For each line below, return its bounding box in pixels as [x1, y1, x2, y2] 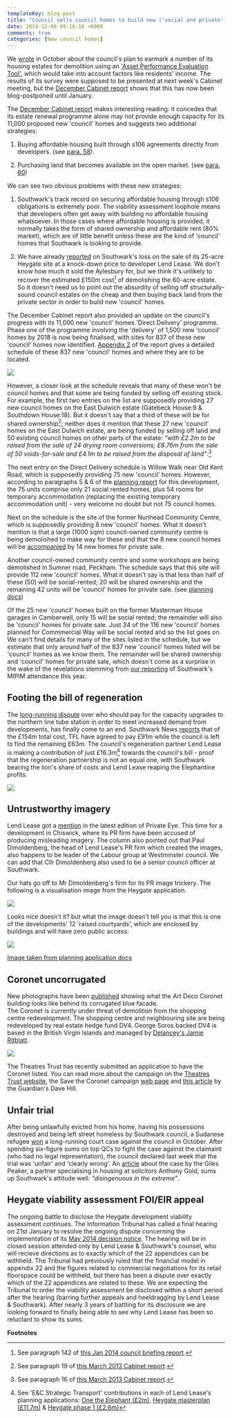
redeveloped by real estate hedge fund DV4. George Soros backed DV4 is [7, 1022, 217, 1030]
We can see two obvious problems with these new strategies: [7, 182, 182, 190]
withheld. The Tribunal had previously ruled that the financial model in [7, 1256, 206, 1265]
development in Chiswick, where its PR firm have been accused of [7, 829, 196, 837]
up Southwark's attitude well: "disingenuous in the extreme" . [7, 1174, 180, 1182]
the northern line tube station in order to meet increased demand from [7, 718, 207, 726]
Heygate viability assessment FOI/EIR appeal [7, 1194, 204, 1206]
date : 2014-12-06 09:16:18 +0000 [7, 23, 104, 30]
